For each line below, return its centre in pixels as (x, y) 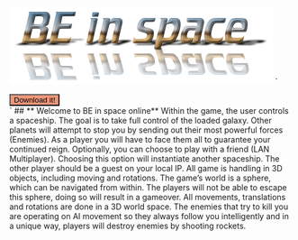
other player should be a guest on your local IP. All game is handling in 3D (146, 168)
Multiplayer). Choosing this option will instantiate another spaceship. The (144, 159)
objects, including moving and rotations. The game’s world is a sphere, (140, 178)
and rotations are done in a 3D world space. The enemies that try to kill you (149, 207)
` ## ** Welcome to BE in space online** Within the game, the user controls (149, 111)
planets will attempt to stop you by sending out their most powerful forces (146, 130)
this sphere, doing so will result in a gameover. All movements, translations (148, 197)
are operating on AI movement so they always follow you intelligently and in (149, 216)
